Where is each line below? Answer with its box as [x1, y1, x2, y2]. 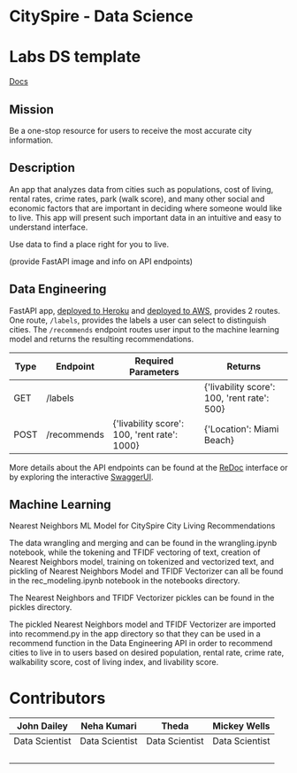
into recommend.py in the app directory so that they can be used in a [9, 629, 261, 639]
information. [9, 135, 54, 145]
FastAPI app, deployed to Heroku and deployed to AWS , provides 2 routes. [9, 305, 281, 316]
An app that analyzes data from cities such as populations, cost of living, [9, 183, 274, 194]
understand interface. [9, 222, 88, 232]
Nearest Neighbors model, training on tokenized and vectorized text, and [9, 557, 275, 567]
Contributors [9, 688, 106, 708]
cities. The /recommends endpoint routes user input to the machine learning [9, 324, 280, 334]
